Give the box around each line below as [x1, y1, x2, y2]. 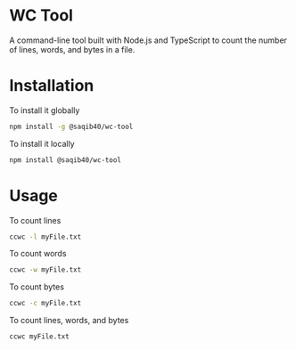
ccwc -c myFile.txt [9, 299, 82, 308]
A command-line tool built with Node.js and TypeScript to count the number [9, 35, 288, 45]
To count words [9, 248, 67, 259]
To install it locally [9, 138, 75, 149]
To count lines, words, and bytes [9, 315, 129, 326]
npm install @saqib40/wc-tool [9, 155, 122, 165]
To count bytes [9, 281, 65, 292]
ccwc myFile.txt [9, 332, 70, 341]
